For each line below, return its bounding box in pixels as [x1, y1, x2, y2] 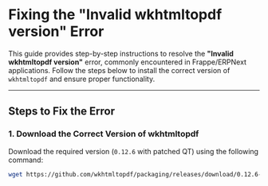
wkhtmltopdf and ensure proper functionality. [8, 74, 156, 83]
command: [8, 155, 44, 165]
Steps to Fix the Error [8, 105, 116, 118]
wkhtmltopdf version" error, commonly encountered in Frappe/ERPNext [8, 57, 247, 67]
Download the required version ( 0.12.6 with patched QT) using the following [8, 146, 259, 156]
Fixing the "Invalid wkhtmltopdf [8, 6, 223, 24]
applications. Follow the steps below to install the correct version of [8, 65, 231, 75]
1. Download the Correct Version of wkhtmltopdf [8, 129, 199, 140]
